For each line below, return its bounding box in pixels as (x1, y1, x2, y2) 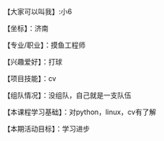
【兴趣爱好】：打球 (3, 58, 62, 66)
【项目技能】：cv (3, 74, 57, 83)
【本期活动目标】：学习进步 (3, 124, 90, 133)
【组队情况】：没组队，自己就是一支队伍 (3, 91, 132, 100)
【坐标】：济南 (3, 24, 49, 33)
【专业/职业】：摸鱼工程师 (3, 40, 86, 50)
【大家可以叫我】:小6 (3, 7, 73, 16)
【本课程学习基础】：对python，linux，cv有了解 (3, 107, 157, 117)
